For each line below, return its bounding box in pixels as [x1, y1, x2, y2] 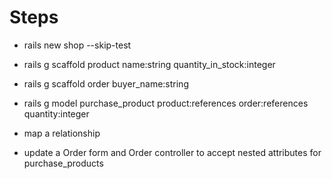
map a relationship [23, 127, 101, 139]
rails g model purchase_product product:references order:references [23, 97, 309, 109]
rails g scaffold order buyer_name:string [23, 77, 189, 90]
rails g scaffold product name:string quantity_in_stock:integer [23, 58, 276, 70]
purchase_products [23, 157, 104, 169]
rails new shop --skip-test [23, 39, 132, 51]
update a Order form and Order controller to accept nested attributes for [23, 146, 322, 158]
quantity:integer [23, 107, 90, 120]
